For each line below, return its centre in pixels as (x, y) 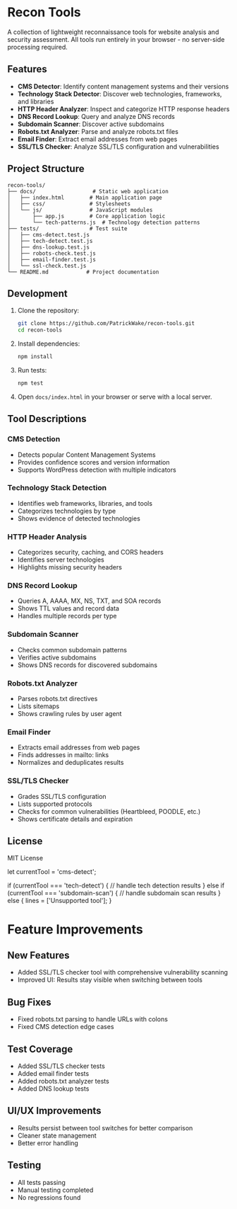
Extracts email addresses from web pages (79, 747)
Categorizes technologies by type (67, 511)
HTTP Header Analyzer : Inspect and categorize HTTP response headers (123, 109)
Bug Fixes (29, 1002)
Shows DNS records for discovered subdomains (87, 665)
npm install (35, 357)
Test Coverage (40, 1049)
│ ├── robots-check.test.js (52, 253)
